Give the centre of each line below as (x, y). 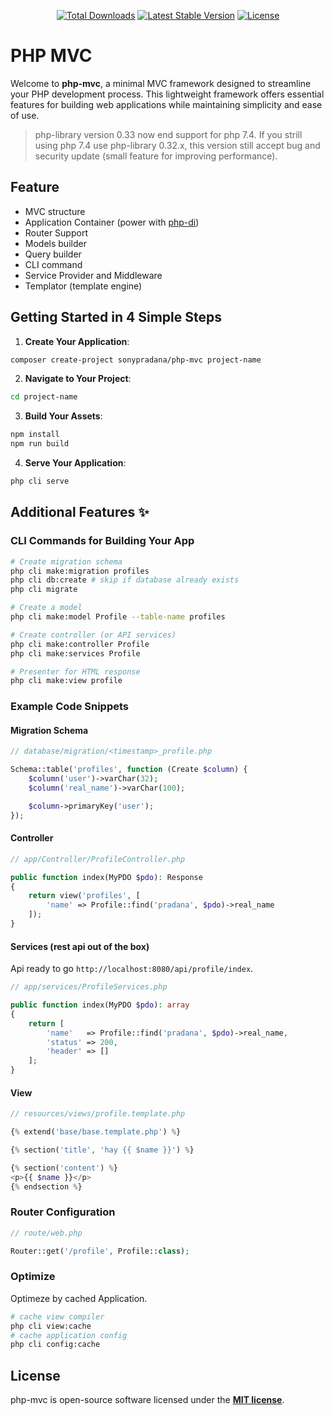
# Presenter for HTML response (75, 671)
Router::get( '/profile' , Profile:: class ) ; (100, 1251)
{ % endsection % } (46, 1186)
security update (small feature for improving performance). (156, 156)
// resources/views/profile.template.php (98, 1114)
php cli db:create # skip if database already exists (125, 580)
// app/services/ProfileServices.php (89, 987)
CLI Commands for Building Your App (102, 541)
